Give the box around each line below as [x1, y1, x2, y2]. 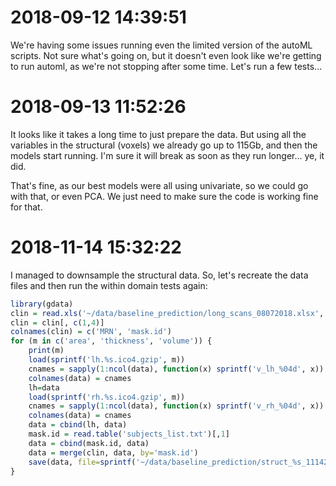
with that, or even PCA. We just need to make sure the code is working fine [10, 190, 319, 202]
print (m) [28, 346, 65, 356]
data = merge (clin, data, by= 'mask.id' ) [28, 447, 199, 458]
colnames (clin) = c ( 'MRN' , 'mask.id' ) [10, 327, 172, 337]
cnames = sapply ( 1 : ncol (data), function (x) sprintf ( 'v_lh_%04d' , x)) [28, 364, 325, 374]
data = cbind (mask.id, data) [28, 438, 150, 448]
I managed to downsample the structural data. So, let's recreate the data [10, 269, 309, 281]
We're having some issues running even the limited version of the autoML [10, 39, 313, 51]
